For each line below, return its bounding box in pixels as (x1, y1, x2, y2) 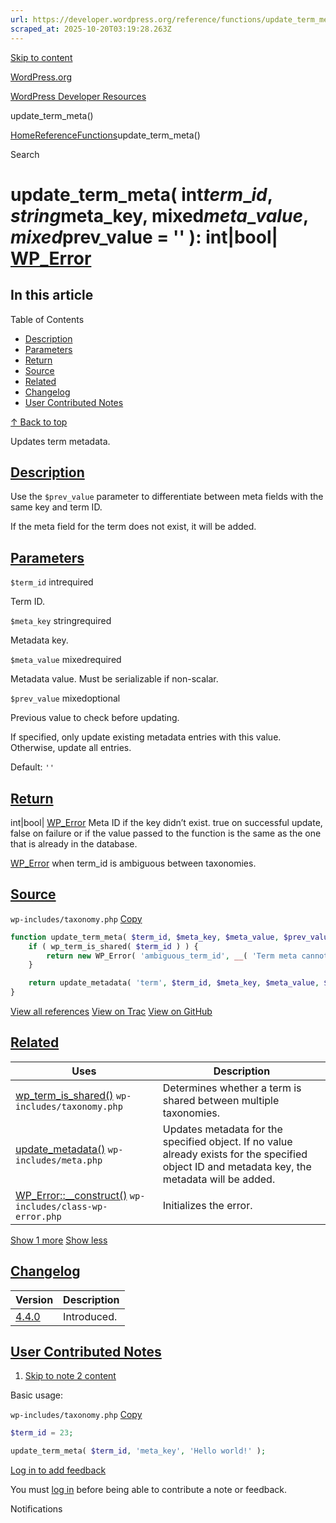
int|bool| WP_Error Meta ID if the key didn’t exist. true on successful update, (10, 816, 323, 828)
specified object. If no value (162, 1134, 293, 1148)
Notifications (10, 1503, 63, 1515)
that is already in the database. (10, 837, 138, 850)
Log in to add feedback (10, 1464, 107, 1476)
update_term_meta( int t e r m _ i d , (10, 183, 274, 206)
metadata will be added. (162, 1172, 276, 1186)
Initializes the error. (162, 1198, 253, 1212)
